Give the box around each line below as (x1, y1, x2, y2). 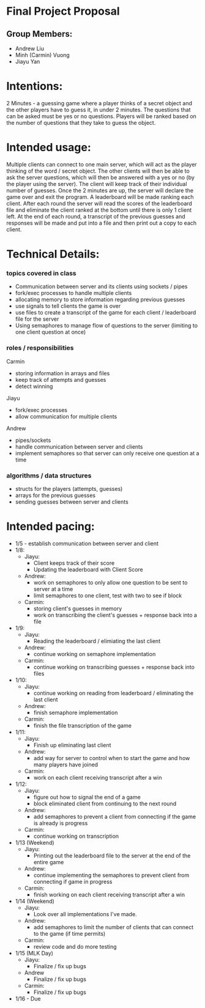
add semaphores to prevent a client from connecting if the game (33, 813, 196, 820)
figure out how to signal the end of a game (33, 793, 141, 801)
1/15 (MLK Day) (15, 949, 54, 957)
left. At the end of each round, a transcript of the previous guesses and (6, 212, 185, 220)
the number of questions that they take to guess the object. (6, 119, 156, 126)
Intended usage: (6, 141, 92, 154)
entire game (33, 858, 64, 865)
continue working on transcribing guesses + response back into (33, 663, 195, 671)
